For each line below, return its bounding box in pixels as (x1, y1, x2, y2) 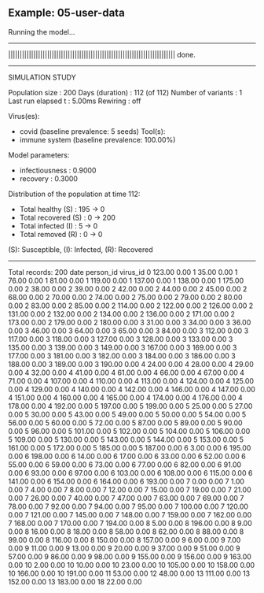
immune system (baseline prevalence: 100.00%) (19, 135, 176, 144)
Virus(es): (8, 111, 40, 120)
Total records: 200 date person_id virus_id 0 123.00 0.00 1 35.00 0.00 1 (8, 267, 238, 276)
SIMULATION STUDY (8, 72, 76, 82)
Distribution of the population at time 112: (8, 189, 141, 198)
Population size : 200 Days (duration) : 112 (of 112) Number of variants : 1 (8, 87, 242, 97)
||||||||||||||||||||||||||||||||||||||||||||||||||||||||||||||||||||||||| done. (8, 50, 196, 59)
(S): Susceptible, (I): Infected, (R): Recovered (8, 244, 153, 254)
